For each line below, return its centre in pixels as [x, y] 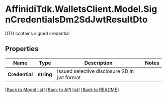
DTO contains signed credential [37, 33]
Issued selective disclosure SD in [95, 71]
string [45, 74]
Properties [22, 49]
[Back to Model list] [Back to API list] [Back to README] [62, 90]
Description [98, 63]
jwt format [69, 77]
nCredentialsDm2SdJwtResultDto [77, 20]
